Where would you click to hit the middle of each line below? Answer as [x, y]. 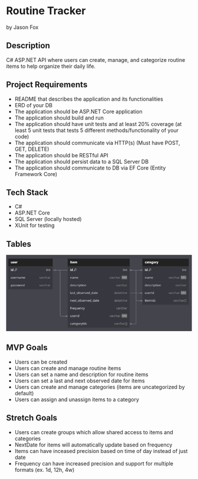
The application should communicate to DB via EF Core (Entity [90, 168]
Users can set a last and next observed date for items [80, 381]
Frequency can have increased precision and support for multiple [94, 463]
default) [24, 393]
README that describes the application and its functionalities [89, 99]
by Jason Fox [22, 27]
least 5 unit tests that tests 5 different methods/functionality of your [96, 130]
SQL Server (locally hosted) [48, 219]
